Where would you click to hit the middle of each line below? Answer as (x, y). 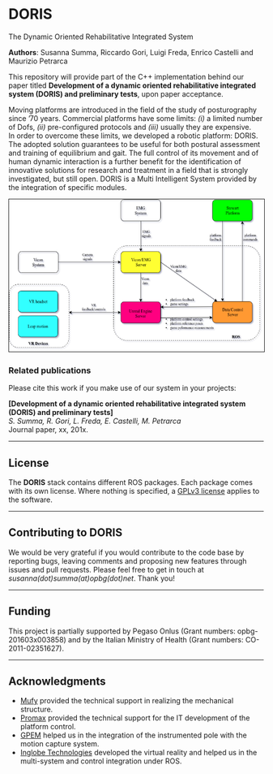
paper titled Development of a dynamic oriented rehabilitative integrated (132, 85)
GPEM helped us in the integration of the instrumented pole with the (133, 735)
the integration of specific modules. (68, 187)
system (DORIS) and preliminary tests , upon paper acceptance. (116, 93)
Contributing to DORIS (66, 533)
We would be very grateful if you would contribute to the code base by (126, 552)
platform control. (48, 727)
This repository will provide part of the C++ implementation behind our (126, 76)
